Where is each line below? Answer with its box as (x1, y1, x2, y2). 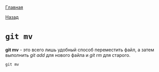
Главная (5, 5, 23, 10)
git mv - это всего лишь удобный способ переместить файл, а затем (5, 47, 154, 53)
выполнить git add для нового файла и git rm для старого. (5, 52, 131, 58)
